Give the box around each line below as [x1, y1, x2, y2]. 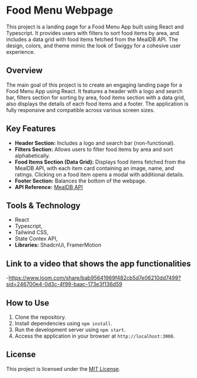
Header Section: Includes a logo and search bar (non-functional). [14, 139, 176, 146]
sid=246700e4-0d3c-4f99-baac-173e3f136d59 [6, 281, 122, 288]
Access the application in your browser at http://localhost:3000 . [14, 332, 175, 339]
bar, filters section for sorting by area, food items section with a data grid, [6, 94, 186, 101]
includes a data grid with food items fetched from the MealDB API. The [6, 36, 179, 43]
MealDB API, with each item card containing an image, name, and [14, 164, 175, 172]
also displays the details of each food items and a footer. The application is [6, 100, 189, 107]
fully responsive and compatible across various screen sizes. [6, 106, 155, 113]
